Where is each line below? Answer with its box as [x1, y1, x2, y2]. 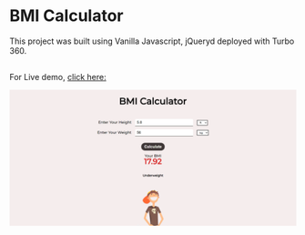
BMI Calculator [9, 5, 124, 26]
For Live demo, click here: [9, 72, 107, 83]
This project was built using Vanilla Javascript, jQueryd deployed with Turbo [9, 36, 295, 46]
